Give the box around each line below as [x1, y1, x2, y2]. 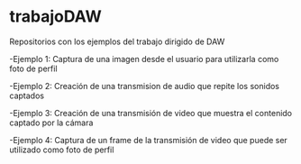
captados [9, 90, 45, 101]
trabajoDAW [9, 6, 102, 27]
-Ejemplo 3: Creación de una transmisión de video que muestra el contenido [9, 107, 293, 118]
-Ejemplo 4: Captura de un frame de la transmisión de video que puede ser [9, 134, 288, 145]
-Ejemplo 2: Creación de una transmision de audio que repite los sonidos [9, 80, 280, 91]
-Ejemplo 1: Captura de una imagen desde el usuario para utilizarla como [9, 53, 279, 64]
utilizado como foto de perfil [9, 144, 114, 155]
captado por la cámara [9, 117, 94, 128]
